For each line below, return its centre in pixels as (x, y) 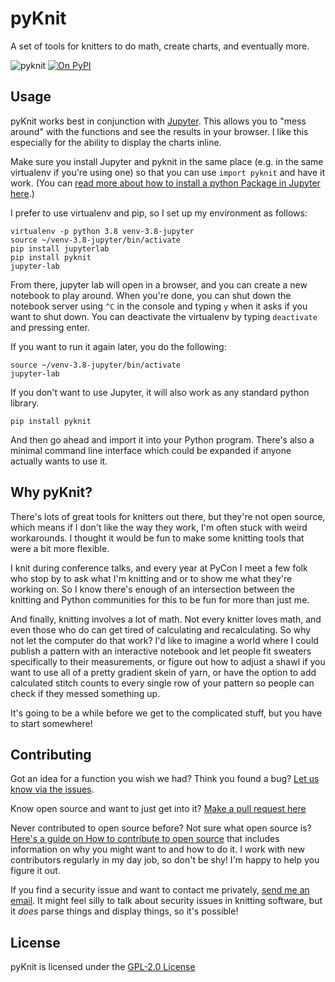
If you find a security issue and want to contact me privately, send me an (160, 890)
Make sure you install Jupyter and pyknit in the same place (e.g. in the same (167, 161)
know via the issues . (52, 789)
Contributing (51, 754)
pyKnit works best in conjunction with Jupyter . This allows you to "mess (158, 121)
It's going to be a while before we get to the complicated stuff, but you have (166, 713)
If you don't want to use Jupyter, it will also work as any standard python (160, 392)
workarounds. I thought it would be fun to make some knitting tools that (157, 538)
